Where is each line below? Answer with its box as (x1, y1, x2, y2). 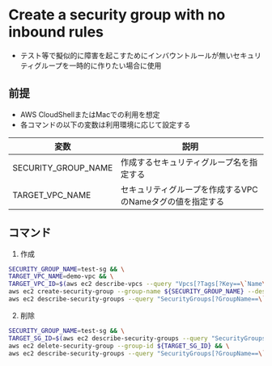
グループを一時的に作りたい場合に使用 (33, 61, 162, 70)
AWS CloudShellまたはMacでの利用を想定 (19, 109, 160, 119)
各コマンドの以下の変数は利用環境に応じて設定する (19, 120, 191, 129)
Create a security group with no (8, 6, 226, 24)
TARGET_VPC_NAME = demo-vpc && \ (8, 272, 114, 280)
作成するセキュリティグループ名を (120, 156, 249, 167)
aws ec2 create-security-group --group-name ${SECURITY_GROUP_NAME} (8, 288, 244, 296)
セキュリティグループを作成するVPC (120, 183, 258, 195)
